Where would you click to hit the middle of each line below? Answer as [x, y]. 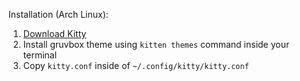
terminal [40, 55]
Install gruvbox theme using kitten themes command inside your [156, 44]
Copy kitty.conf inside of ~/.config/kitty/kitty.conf [136, 65]
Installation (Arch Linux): [58, 14]
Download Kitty [54, 33]
